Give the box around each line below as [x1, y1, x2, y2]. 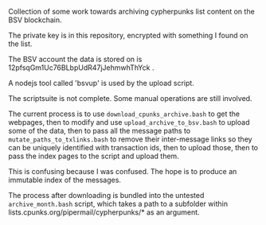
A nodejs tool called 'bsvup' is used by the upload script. [8, 79, 195, 87]
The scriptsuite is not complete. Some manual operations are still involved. [8, 94, 252, 103]
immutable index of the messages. [8, 175, 122, 184]
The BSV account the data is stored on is [8, 55, 143, 64]
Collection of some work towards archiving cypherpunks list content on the [8, 7, 255, 16]
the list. [8, 39, 33, 48]
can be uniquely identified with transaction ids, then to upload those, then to [8, 143, 259, 152]
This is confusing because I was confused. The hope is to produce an [8, 167, 237, 176]
